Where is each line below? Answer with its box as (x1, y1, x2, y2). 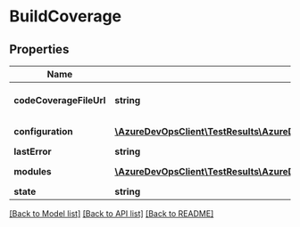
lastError (13, 145, 52, 158)
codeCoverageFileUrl (13, 94, 106, 106)
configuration (13, 126, 73, 137)
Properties (9, 42, 70, 57)
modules (13, 166, 52, 177)
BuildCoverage (9, 6, 122, 27)
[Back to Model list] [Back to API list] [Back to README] (9, 208, 214, 219)
